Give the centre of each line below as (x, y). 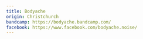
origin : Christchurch (33, 17)
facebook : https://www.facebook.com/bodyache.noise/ (72, 27)
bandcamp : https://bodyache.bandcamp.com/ (59, 22)
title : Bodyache (26, 11)
